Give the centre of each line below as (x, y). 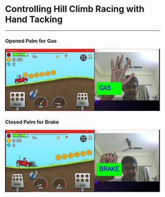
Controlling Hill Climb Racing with (75, 9)
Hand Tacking (34, 19)
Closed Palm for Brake (32, 122)
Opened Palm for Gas (31, 41)
